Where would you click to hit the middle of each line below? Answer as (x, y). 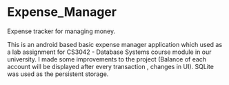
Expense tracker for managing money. (61, 31)
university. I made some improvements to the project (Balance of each (107, 59)
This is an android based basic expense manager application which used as (115, 44)
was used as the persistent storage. (58, 74)
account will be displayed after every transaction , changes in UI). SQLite (110, 66)
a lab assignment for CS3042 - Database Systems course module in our (109, 52)
